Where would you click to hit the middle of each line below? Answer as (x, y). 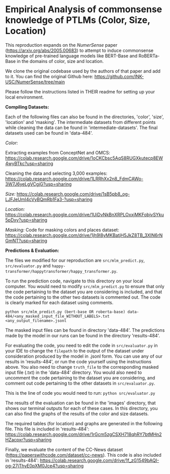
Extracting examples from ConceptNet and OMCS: (58, 152)
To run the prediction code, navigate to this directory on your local (74, 281)
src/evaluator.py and (28, 266)
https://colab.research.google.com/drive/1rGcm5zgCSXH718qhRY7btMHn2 (83, 434)
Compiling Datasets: (27, 107)
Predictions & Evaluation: (32, 250)
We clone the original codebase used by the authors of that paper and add (83, 71)
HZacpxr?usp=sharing (29, 439)
